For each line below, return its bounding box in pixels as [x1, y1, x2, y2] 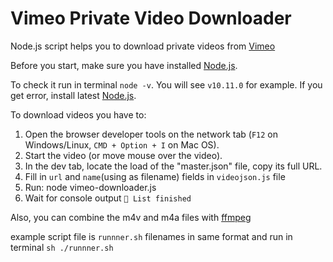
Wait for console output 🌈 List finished [24, 192, 192, 204]
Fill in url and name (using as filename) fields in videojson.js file [24, 170, 286, 182]
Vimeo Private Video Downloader [10, 7, 292, 30]
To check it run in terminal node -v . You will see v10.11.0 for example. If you [10, 78, 323, 91]
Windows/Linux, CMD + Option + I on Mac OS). [24, 138, 220, 151]
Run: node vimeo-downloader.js [24, 181, 157, 193]
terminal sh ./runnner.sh [10, 241, 114, 253]
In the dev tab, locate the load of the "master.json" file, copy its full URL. [24, 160, 323, 172]
